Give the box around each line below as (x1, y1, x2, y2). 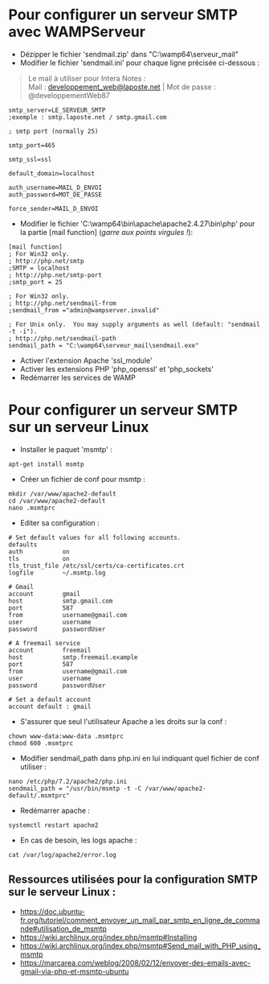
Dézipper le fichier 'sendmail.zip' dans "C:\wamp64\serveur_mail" (19, 49, 239, 59)
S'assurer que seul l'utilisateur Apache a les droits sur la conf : (19, 716, 227, 726)
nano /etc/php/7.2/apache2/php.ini (8, 777, 128, 785)
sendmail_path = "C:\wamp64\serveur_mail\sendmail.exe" (8, 341, 199, 349)
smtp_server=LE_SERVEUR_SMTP (8, 106, 106, 114)
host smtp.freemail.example (8, 653, 138, 661)
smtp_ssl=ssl (8, 155, 52, 163)
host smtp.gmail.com (8, 597, 113, 605)
